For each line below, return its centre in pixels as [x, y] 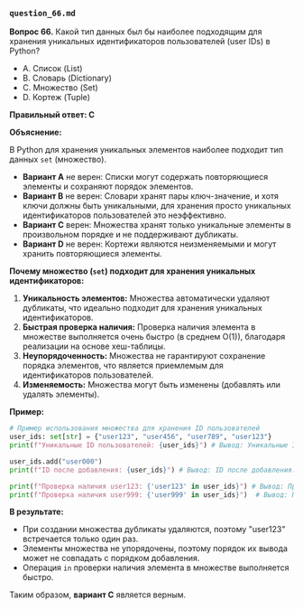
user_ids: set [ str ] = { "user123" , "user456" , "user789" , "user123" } [141, 437]
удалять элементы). [61, 394]
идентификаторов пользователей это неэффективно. [124, 215]
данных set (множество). [58, 159]
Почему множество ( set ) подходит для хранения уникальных [133, 271]
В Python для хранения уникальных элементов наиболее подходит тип [147, 150]
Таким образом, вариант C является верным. [98, 595]
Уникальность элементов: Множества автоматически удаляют [146, 298]
